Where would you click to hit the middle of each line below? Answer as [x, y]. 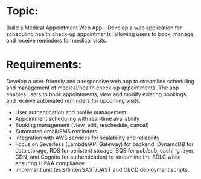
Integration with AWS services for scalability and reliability [87, 138]
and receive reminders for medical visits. [57, 40]
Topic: [22, 11]
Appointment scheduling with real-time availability [77, 118]
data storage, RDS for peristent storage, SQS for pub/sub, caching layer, [105, 150]
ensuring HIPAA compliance [50, 163]
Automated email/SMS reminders [56, 131]
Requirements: [44, 65]
